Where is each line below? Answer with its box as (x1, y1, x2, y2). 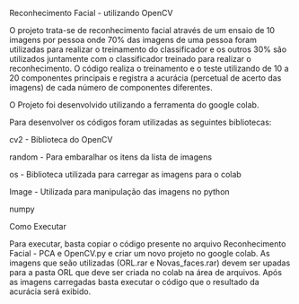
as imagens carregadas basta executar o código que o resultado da (9, 277, 259, 287)
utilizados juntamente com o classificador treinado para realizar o (9, 54, 251, 64)
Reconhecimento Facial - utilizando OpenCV (9, 8, 173, 18)
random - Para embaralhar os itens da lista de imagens (9, 152, 213, 162)
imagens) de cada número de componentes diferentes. (9, 83, 213, 92)
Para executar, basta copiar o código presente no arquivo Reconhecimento (9, 239, 286, 249)
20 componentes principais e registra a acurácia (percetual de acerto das (9, 73, 282, 83)
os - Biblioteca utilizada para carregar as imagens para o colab (9, 169, 242, 179)
